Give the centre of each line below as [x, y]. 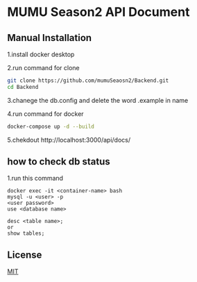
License [25, 255]
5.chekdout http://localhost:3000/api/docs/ [69, 140]
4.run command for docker [46, 114]
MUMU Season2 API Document [98, 12]
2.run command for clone [43, 68]
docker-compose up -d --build [51, 126]
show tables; [26, 233]
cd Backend [23, 87]
